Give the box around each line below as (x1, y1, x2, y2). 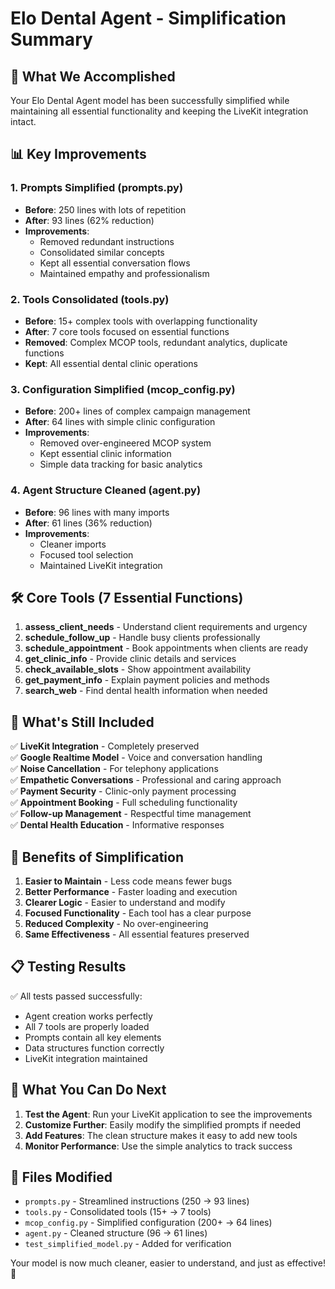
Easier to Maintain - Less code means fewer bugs (24, 875, 233, 887)
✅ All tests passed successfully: (10, 990, 143, 1002)
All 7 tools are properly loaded (24, 1020, 150, 1032)
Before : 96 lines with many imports (24, 506, 170, 518)
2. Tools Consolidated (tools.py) (10, 292, 170, 306)
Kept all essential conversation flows (39, 257, 191, 269)
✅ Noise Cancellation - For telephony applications (10, 763, 219, 775)
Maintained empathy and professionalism (39, 267, 210, 279)
